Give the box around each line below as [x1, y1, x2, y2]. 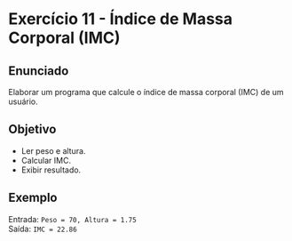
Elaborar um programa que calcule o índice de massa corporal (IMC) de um [8, 87, 285, 97]
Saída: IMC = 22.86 [8, 223, 77, 234]
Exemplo [8, 190, 58, 205]
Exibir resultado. [20, 165, 82, 175]
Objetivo [8, 122, 57, 137]
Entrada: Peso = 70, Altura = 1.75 [8, 213, 137, 224]
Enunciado [8, 63, 69, 78]
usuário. [8, 96, 39, 107]
